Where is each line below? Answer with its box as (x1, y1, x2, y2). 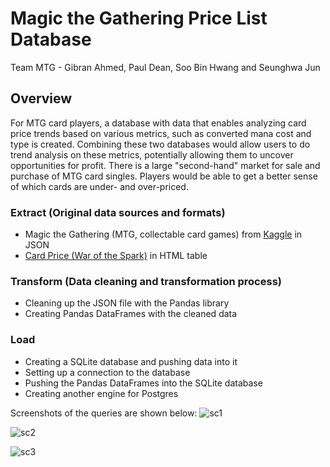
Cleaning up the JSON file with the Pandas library (24, 297, 230, 309)
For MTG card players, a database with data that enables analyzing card (10, 117, 307, 129)
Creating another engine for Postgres (24, 387, 179, 399)
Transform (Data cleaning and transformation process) (10, 274, 282, 288)
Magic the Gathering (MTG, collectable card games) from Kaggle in (24, 228, 303, 241)
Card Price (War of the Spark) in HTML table (24, 250, 208, 262)
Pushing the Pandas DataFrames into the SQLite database (24, 377, 263, 389)
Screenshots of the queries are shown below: (10, 407, 198, 419)
